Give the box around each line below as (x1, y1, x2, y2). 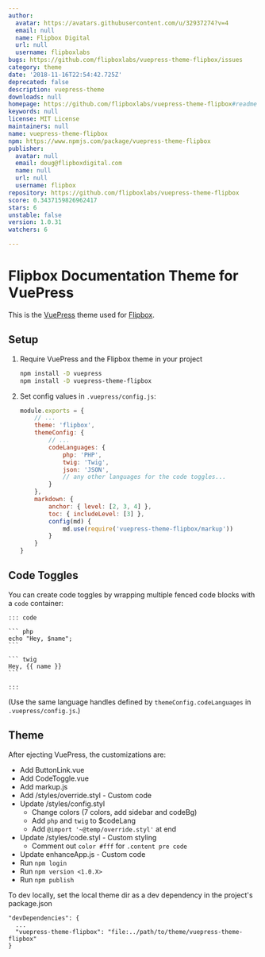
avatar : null (15, 152, 59, 160)
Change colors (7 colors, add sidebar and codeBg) (31, 807, 198, 816)
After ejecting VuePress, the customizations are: (8, 750, 167, 759)
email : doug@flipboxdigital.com (15, 160, 123, 168)
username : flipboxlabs (15, 48, 90, 56)
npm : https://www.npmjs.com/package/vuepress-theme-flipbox (8, 137, 212, 145)
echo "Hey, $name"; (8, 635, 73, 643)
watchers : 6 (8, 226, 48, 234)
